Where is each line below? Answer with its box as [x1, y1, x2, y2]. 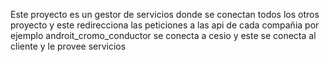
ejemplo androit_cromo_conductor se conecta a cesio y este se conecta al [10, 30, 317, 41]
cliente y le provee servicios [10, 40, 127, 52]
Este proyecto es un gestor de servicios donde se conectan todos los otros [10, 9, 320, 20]
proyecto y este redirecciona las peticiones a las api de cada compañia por [10, 19, 320, 31]
